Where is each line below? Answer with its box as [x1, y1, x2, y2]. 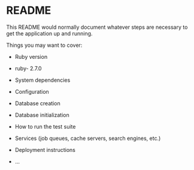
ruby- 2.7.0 [14, 64, 42, 72]
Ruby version [14, 53, 48, 60]
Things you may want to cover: [6, 41, 83, 49]
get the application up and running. [6, 29, 93, 37]
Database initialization [14, 111, 70, 118]
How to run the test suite [14, 123, 76, 130]
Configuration [14, 88, 49, 95]
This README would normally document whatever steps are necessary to [6, 23, 188, 31]
